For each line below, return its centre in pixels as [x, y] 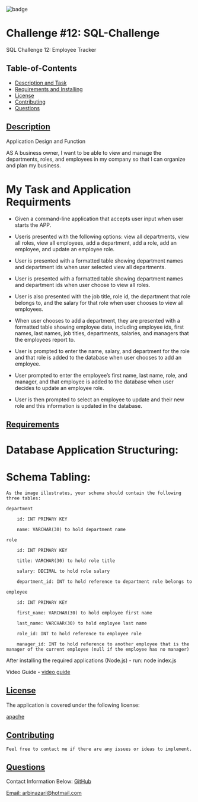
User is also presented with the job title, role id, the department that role [103, 296]
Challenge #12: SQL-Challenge [83, 33]
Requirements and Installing [49, 89]
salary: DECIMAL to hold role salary [63, 572]
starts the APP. [33, 225]
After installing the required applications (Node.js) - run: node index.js [91, 660]
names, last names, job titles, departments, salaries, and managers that [102, 333]
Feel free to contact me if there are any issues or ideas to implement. [99, 749]
